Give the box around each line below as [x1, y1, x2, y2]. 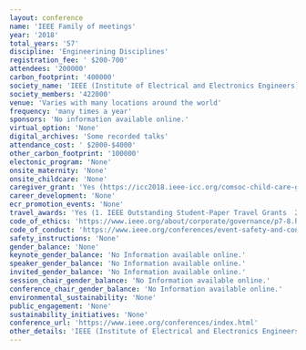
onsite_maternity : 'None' [9, 166, 107, 175]
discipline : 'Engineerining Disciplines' [9, 47, 169, 57]
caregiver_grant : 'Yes [9, 183, 96, 192]
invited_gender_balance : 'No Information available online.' [9, 268, 247, 277]
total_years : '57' [9, 38, 79, 48]
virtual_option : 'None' [9, 124, 100, 133]
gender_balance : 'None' [9, 242, 100, 252]
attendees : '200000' [9, 65, 88, 74]
